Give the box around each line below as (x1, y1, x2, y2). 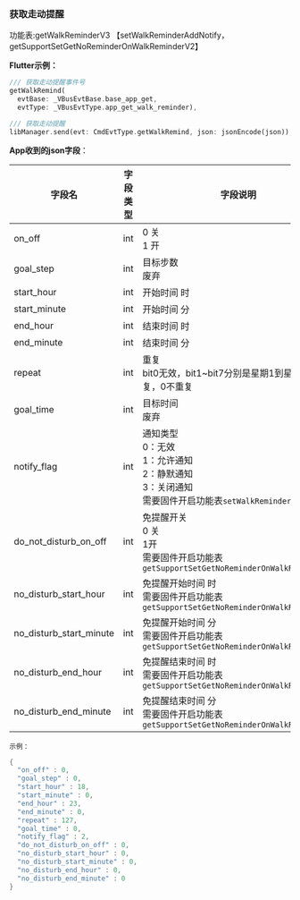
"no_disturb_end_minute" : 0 (17, 874, 126, 883)
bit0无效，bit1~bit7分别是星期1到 (142, 367, 284, 379)
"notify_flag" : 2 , (17, 832, 90, 842)
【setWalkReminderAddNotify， (112, 30, 229, 41)
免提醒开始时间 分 (142, 616, 217, 628)
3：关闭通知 (142, 480, 194, 493)
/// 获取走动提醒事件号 (9, 78, 86, 87)
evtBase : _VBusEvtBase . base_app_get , (17, 95, 158, 104)
